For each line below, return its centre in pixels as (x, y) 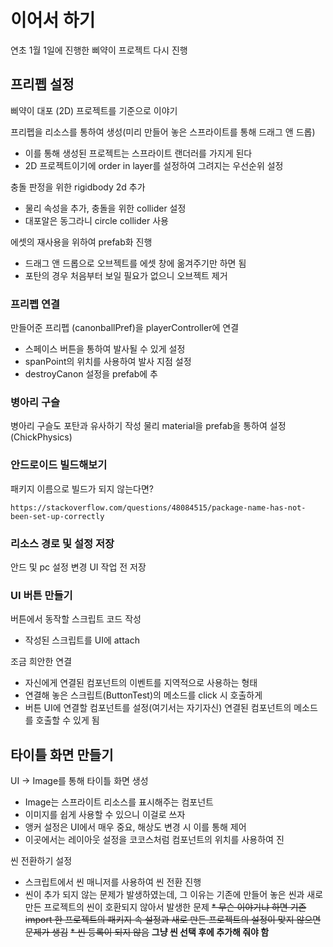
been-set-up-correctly (57, 516)
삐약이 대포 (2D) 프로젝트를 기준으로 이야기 (94, 110)
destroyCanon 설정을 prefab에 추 (91, 374)
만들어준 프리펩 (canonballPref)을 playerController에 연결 (125, 328)
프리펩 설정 (42, 84)
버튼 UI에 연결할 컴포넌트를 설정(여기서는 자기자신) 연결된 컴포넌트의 (158, 708)
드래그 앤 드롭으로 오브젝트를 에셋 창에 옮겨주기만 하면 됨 (135, 263)
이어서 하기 (53, 20)
